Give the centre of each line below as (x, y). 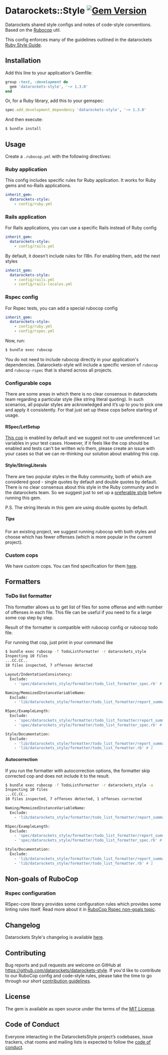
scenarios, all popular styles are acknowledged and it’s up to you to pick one (84, 405)
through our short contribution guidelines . (48, 981)
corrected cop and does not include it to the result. (57, 776)
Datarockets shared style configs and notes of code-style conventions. (78, 25)
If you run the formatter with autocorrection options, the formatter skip (78, 771)
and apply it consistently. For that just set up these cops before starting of (81, 410)
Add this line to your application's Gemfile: (49, 73)
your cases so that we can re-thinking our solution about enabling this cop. (82, 454)
